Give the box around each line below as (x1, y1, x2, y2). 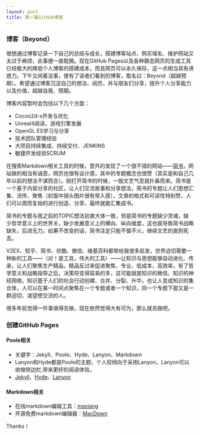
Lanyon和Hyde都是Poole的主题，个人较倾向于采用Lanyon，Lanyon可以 (14, 358, 190, 365)
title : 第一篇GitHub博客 (6, 14, 64, 20)
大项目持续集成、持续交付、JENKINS (14, 142, 105, 149)
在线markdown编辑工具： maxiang (14, 403, 99, 410)
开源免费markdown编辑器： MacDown (14, 410, 108, 417)
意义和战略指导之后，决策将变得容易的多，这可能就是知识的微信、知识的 (11, 269, 189, 276)
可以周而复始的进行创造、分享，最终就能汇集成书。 (11, 199, 137, 206)
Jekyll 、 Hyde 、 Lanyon (14, 373, 71, 380)
